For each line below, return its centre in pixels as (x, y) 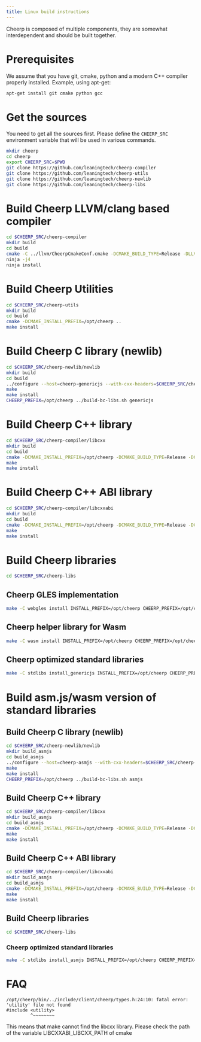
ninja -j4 (19, 259)
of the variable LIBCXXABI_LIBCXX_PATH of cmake (69, 1033)
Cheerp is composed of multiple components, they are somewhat (87, 29)
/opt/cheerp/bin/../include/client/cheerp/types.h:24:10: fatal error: (97, 1000)
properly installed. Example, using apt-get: (59, 82)
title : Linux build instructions (48, 12)
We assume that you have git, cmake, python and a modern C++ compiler (97, 76)
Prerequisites (40, 59)
